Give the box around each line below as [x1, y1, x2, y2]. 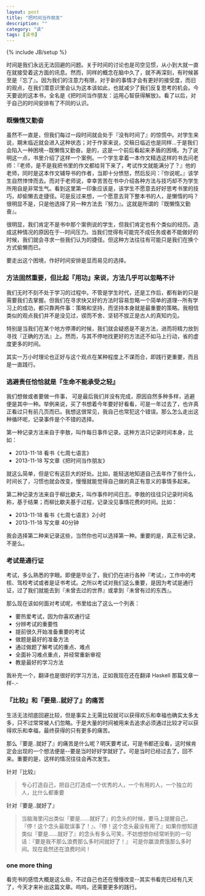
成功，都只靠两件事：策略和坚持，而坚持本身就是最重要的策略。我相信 [22, 304, 199, 311]
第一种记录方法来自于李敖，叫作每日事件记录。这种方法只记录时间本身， [6, 429, 188, 436]
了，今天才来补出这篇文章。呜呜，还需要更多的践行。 [6, 883, 140, 890]
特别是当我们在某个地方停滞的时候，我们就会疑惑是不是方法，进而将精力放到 [6, 325, 199, 332]
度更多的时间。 [6, 340, 44, 347]
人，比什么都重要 [21, 788, 65, 796]
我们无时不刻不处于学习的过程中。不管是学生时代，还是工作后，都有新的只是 [6, 288, 199, 296]
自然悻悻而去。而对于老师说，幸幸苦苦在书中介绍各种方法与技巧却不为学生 [11, 177, 199, 184]
